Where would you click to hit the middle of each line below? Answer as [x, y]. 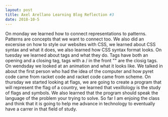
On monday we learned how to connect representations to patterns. [76, 34]
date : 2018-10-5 [22, 19]
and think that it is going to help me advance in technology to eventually [80, 104]
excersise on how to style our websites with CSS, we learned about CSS [80, 45]
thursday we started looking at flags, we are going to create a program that [83, 82]
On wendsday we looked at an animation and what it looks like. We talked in [84, 66]
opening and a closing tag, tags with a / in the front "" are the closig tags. [81, 61]
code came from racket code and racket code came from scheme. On [78, 77]
